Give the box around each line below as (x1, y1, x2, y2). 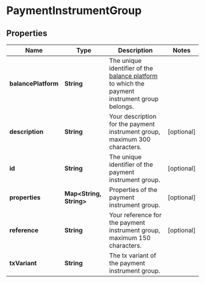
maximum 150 (109, 233, 151, 242)
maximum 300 (109, 135, 151, 144)
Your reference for (109, 211, 162, 219)
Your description (109, 112, 157, 120)
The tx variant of (109, 251, 157, 260)
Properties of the (109, 186, 157, 194)
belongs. (109, 102, 134, 111)
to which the (109, 79, 145, 87)
